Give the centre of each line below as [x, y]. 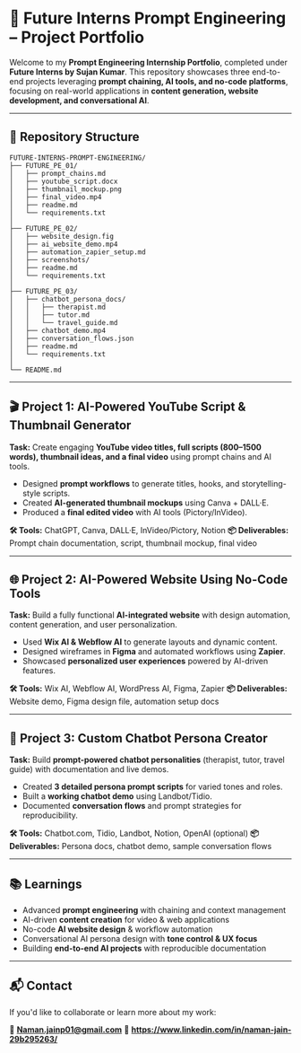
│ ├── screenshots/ [50, 259]
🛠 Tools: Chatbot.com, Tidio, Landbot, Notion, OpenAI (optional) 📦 [134, 833]
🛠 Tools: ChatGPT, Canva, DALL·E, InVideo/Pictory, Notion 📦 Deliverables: [149, 530]
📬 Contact [41, 986]
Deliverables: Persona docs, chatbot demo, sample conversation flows [141, 847]
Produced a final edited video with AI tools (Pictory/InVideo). [135, 512]
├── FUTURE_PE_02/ [43, 228]
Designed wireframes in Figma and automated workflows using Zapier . [154, 652]
